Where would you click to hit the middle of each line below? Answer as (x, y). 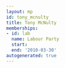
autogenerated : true (32, 56)
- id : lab (18, 34)
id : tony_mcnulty (27, 17)
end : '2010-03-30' (34, 50)
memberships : (22, 28)
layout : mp (19, 12)
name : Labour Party (35, 39)
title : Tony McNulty (32, 22)
